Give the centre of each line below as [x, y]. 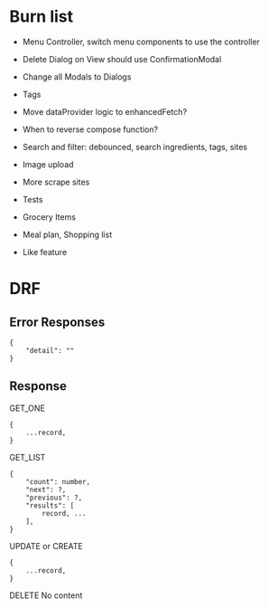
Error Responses [57, 322]
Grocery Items [49, 217]
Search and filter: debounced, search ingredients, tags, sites [135, 147]
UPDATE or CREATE [46, 546]
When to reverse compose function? [90, 129]
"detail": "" [50, 350]
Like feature [45, 252]
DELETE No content [46, 595]
